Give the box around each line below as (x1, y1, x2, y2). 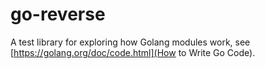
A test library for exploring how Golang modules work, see (10, 36, 251, 48)
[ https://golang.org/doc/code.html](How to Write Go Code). (10, 46, 256, 58)
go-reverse (10, 3, 106, 26)
